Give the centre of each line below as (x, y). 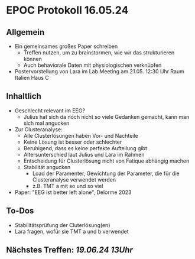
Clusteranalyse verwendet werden (74, 179)
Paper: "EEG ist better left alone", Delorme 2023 (73, 192)
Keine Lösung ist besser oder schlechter (73, 142)
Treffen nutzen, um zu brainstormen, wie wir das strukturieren (99, 53)
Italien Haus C (32, 78)
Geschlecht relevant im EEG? (50, 111)
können (33, 59)
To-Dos (20, 211)
